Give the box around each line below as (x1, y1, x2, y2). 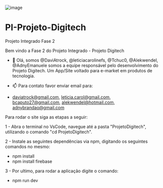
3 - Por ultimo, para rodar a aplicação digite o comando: (5, 168, 119, 174)
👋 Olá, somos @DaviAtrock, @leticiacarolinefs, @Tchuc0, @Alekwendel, (12, 57, 159, 63)
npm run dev (12, 177, 38, 183)
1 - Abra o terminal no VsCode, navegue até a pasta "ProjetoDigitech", (5, 124, 146, 129)
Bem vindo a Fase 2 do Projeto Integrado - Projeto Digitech (5, 47, 124, 54)
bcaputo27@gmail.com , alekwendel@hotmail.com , (12, 99, 115, 105)
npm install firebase (12, 158, 53, 164)
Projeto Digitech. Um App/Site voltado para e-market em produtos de (12, 67, 153, 73)
